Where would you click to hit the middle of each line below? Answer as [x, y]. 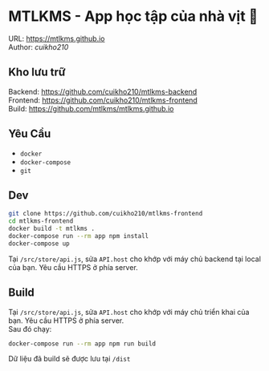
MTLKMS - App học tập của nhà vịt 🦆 [133, 16]
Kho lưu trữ [37, 73]
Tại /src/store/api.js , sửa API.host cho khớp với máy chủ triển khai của [129, 312]
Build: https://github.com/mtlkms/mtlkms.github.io [91, 108]
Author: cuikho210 [39, 46]
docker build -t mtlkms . [51, 229]
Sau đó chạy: [30, 329]
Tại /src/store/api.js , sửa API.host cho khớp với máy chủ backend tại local [134, 259]
